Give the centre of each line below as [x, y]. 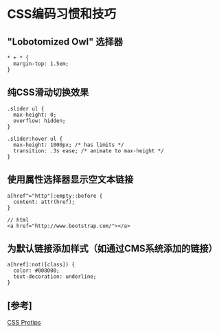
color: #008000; [36, 271]
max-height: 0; [35, 115]
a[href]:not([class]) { [41, 265]
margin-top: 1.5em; [41, 64]
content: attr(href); [44, 202]
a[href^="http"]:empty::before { [55, 196]
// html [18, 220]
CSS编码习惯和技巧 [62, 14]
